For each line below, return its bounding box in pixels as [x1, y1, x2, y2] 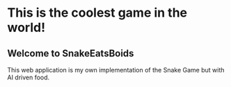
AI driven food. [7, 73, 50, 81]
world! [7, 19, 46, 35]
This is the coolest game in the [7, 5, 188, 21]
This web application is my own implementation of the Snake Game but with [7, 66, 225, 74]
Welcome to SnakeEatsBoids [7, 47, 134, 59]
